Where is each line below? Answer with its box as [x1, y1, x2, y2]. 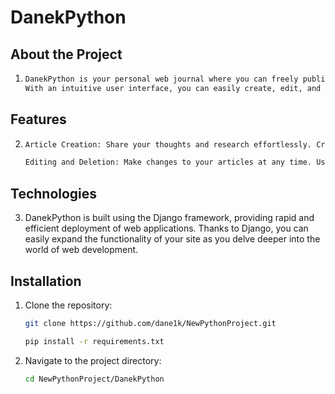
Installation [10, 272, 82, 290]
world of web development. [24, 244, 139, 256]
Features [10, 111, 67, 128]
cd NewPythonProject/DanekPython [24, 374, 165, 384]
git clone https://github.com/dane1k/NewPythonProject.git [24, 318, 277, 328]
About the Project [10, 46, 123, 63]
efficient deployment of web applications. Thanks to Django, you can [24, 222, 309, 235]
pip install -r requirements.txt [24, 336, 165, 346]
